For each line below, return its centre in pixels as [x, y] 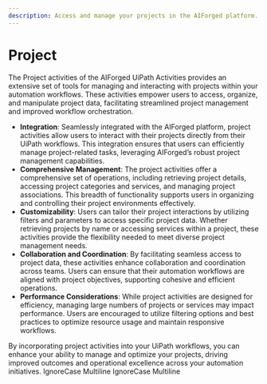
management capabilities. [62, 160]
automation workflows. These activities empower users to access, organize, [133, 94]
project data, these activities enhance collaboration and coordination [132, 262]
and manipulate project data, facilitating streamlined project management [128, 103]
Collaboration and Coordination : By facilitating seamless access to [130, 254]
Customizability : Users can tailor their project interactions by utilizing [134, 212]
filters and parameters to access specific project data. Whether [124, 220]
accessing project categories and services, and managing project [127, 186]
